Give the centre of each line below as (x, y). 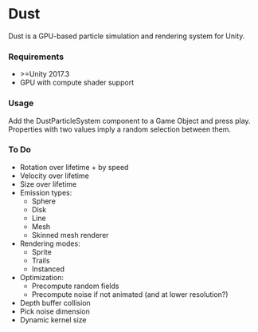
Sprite (41, 251)
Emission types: (46, 192)
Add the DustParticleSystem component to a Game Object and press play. (129, 121)
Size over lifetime (48, 184)
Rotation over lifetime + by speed (74, 167)
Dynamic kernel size (53, 319)
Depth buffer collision (55, 302)
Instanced (48, 269)
